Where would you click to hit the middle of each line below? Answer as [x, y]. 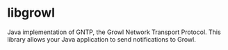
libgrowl [31, 13]
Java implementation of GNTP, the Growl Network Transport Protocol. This [114, 32]
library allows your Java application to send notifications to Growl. [101, 39]
